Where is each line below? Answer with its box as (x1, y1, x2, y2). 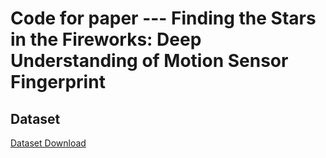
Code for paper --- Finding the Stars (10, 7, 317, 30)
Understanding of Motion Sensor (10, 50, 289, 72)
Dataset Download (10, 137, 87, 149)
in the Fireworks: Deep (10, 28, 202, 51)
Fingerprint (10, 71, 106, 94)
